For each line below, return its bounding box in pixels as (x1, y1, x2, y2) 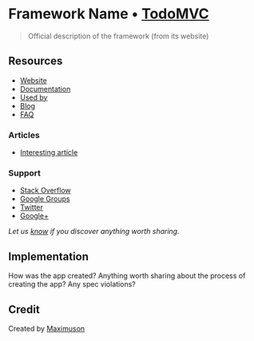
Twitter (19, 203, 44, 212)
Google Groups (19, 194, 70, 204)
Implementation (8, 249, 89, 264)
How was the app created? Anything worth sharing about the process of (8, 271, 246, 280)
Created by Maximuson (8, 323, 85, 333)
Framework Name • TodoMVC (8, 5, 209, 23)
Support (8, 167, 42, 178)
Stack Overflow (19, 185, 72, 196)
